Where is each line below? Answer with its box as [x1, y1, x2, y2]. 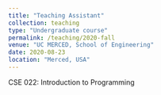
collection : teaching [8, 19, 80, 27]
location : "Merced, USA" [8, 56, 90, 64]
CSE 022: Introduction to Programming [8, 77, 135, 87]
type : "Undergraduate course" [8, 26, 109, 34]
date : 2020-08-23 [8, 48, 66, 56]
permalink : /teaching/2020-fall [8, 33, 115, 42]
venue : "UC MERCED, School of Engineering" [8, 41, 155, 49]
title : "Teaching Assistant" [8, 11, 105, 20]
